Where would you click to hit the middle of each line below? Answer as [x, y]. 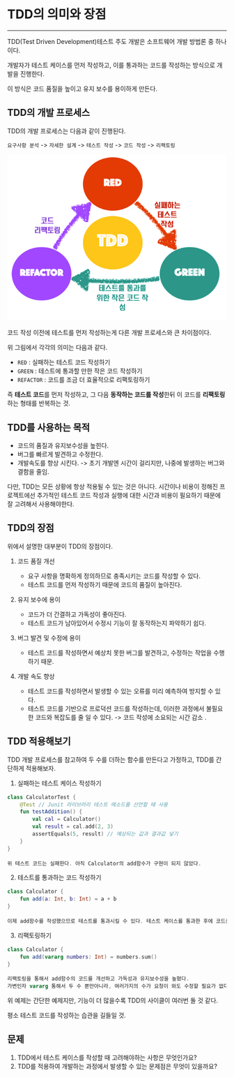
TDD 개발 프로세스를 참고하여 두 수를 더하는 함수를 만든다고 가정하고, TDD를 [111, 759]
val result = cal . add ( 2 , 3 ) [73, 827]
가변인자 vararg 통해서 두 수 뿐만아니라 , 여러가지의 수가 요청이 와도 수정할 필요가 [111, 986]
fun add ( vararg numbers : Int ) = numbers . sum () [88, 957]
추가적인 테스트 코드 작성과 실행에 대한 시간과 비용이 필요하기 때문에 [129, 496]
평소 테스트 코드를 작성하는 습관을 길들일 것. [67, 1016]
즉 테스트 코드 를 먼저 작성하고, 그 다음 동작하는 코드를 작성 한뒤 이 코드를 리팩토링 [116, 394]
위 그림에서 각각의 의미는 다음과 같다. [57, 348]
